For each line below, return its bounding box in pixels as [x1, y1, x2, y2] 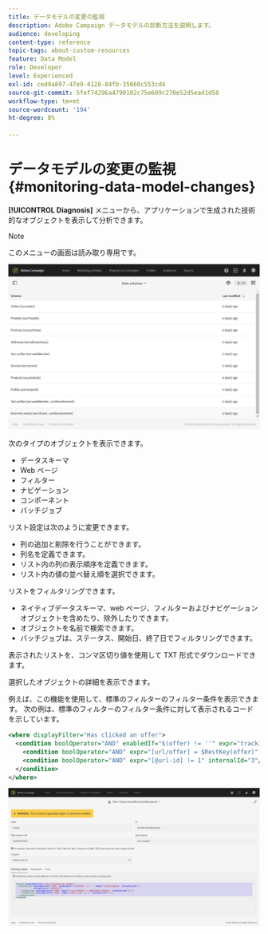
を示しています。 [8, 714, 64, 724]
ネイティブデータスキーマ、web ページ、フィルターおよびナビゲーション [19, 603, 258, 613]
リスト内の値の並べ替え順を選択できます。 [19, 570, 160, 579]
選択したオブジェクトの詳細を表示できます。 [8, 678, 155, 687]
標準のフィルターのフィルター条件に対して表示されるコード [58, 704, 254, 714]
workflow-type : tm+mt [8, 97, 81, 105]
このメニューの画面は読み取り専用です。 [8, 248, 141, 257]
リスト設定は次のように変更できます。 [8, 523, 134, 532]
